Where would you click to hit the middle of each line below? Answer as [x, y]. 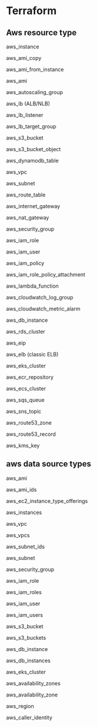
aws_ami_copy [24, 58]
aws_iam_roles [24, 592]
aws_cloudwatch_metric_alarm [43, 309]
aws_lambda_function [32, 286]
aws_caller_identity [29, 717]
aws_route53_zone [29, 423]
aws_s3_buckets [26, 638]
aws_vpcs [18, 535]
